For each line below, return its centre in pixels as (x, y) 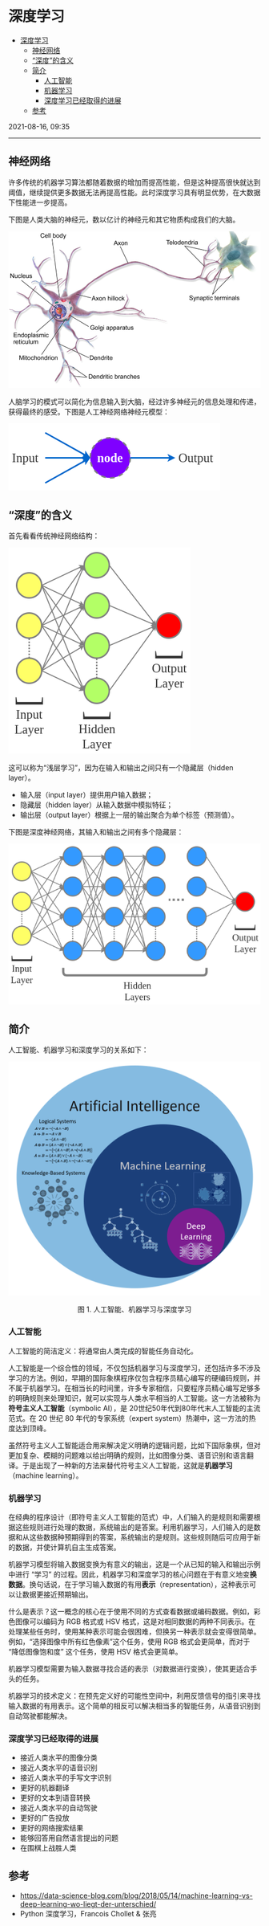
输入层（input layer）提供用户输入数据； (86, 794)
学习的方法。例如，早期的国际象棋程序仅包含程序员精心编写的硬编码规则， (131, 1377)
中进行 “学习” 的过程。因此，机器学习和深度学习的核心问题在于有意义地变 (129, 1574)
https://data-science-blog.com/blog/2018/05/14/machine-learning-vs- (137, 1895)
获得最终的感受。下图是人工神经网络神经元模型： (89, 412)
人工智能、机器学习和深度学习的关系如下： (78, 1050)
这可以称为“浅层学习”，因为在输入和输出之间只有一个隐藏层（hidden (121, 767)
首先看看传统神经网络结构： (54, 536)
